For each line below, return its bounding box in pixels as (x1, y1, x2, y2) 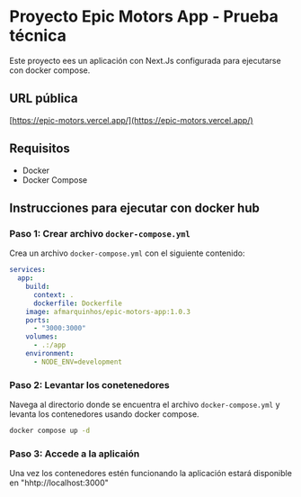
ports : (25, 315, 50, 325)
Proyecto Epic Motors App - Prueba (9, 6, 279, 27)
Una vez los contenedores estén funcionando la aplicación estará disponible (9, 468, 292, 479)
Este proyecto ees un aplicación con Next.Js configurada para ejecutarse (9, 55, 281, 66)
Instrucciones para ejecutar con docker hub (9, 200, 261, 215)
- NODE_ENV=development (32, 357, 123, 366)
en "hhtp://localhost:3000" (9, 477, 110, 488)
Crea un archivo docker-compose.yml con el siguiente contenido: (9, 248, 245, 258)
